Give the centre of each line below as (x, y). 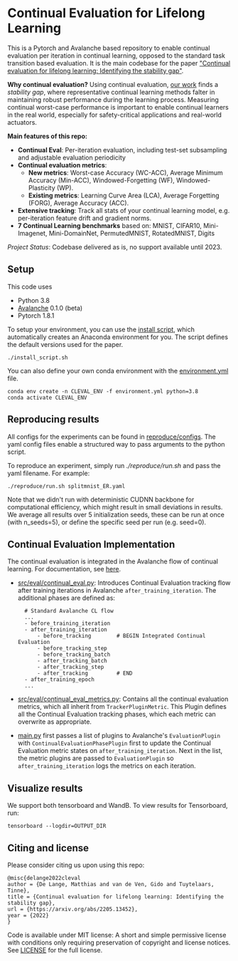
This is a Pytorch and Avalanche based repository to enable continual (109, 48)
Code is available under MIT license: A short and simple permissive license (117, 935)
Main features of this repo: (47, 136)
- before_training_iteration (67, 624)
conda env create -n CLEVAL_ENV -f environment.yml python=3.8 (103, 391)
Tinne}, (19, 890)
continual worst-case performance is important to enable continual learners (118, 107)
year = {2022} (28, 915)
